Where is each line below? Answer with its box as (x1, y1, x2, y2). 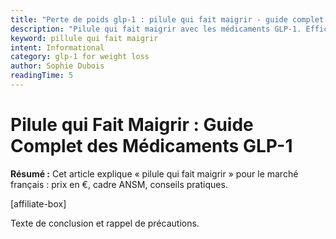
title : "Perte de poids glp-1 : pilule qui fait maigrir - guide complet (10, 14, 325, 25)
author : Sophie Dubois (10, 61, 105, 71)
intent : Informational (10, 42, 105, 53)
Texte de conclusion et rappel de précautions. (10, 217, 200, 229)
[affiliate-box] (10, 197, 67, 210)
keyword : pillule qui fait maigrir (10, 33, 159, 43)
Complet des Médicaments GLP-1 (10, 135, 293, 158)
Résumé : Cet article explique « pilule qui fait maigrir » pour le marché (10, 167, 299, 180)
